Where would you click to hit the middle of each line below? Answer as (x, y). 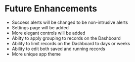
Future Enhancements (51, 9)
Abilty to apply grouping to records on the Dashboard (66, 38)
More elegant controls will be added (48, 33)
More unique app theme (36, 54)
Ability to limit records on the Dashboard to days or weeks (71, 43)
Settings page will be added (40, 27)
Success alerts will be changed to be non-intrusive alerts (70, 22)
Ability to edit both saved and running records (58, 49)
